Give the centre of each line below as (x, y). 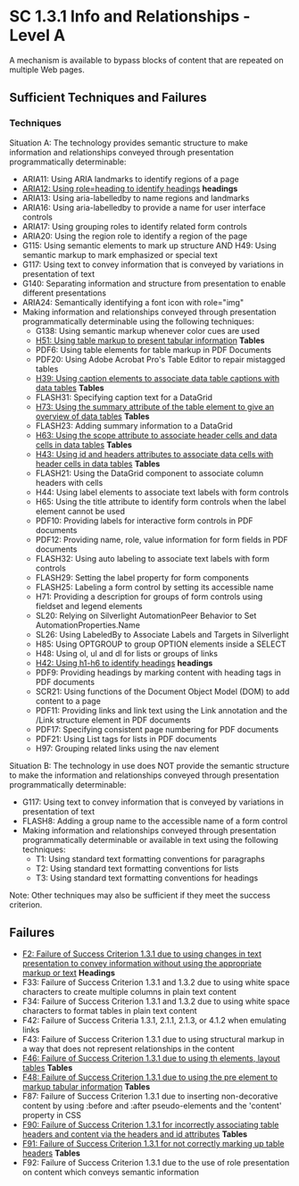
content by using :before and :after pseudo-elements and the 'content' (152, 1106)
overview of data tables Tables (92, 416)
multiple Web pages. (47, 70)
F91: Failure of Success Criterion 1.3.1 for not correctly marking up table (153, 1144)
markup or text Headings (69, 973)
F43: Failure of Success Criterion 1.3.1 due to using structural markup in (153, 1040)
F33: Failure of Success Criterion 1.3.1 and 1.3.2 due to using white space (156, 982)
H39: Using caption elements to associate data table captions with (157, 378)
